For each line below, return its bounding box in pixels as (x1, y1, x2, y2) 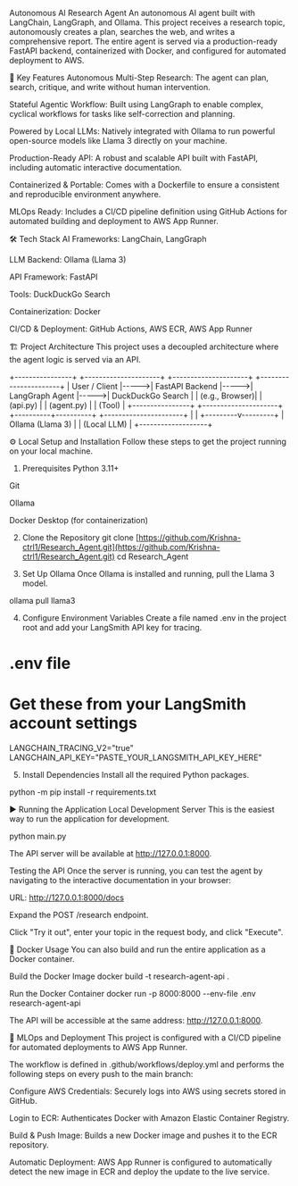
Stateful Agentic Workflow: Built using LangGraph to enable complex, (9, 99, 264, 110)
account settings (9, 714, 138, 733)
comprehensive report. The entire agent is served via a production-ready (9, 36, 278, 46)
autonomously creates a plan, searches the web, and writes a (9, 27, 236, 37)
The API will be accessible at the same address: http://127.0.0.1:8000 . (9, 1015, 263, 1026)
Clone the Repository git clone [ (21, 532, 139, 543)
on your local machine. (9, 446, 94, 456)
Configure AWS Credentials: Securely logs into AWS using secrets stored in (9, 1086, 286, 1097)
